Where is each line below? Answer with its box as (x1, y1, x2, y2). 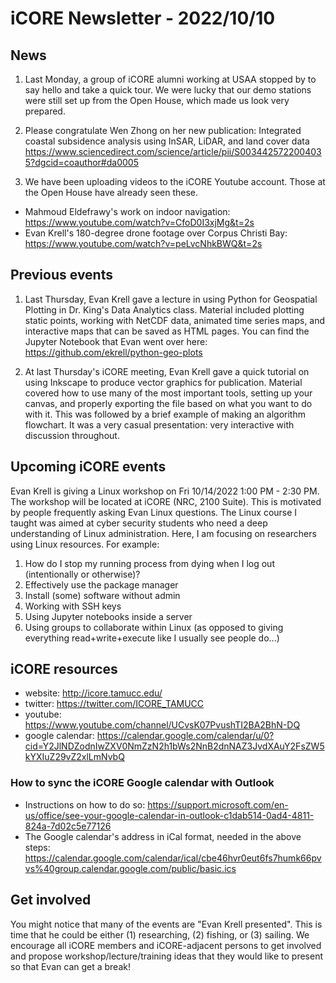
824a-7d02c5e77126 (24, 820, 112, 832)
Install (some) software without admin (24, 589, 181, 601)
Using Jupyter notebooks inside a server (24, 610, 193, 622)
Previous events (10, 267, 113, 284)
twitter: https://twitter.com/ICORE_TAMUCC (24, 698, 205, 710)
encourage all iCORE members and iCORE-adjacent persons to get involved (10, 939, 322, 951)
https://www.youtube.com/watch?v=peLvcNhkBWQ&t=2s (24, 238, 263, 249)
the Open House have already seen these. (24, 187, 199, 198)
